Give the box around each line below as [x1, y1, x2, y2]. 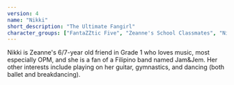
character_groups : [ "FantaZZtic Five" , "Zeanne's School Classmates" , [7, 29, 217, 37]
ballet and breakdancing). [7, 70, 81, 79]
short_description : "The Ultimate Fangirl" [7, 23, 136, 30]
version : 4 [7, 10, 39, 17]
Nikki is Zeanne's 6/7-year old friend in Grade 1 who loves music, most [7, 48, 210, 57]
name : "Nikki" [7, 17, 49, 23]
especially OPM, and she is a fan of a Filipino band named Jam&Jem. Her [7, 56, 218, 64]
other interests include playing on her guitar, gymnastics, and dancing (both [7, 63, 225, 71]
